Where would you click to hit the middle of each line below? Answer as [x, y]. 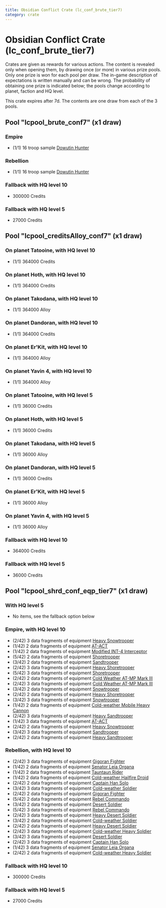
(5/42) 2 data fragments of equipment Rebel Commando [71, 799]
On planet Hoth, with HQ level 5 [44, 419]
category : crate [22, 15]
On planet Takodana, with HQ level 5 [50, 443]
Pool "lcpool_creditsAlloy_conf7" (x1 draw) [74, 236]
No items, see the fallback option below [53, 616]
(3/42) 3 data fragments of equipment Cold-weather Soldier [75, 788]
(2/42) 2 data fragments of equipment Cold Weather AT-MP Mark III [82, 678]
